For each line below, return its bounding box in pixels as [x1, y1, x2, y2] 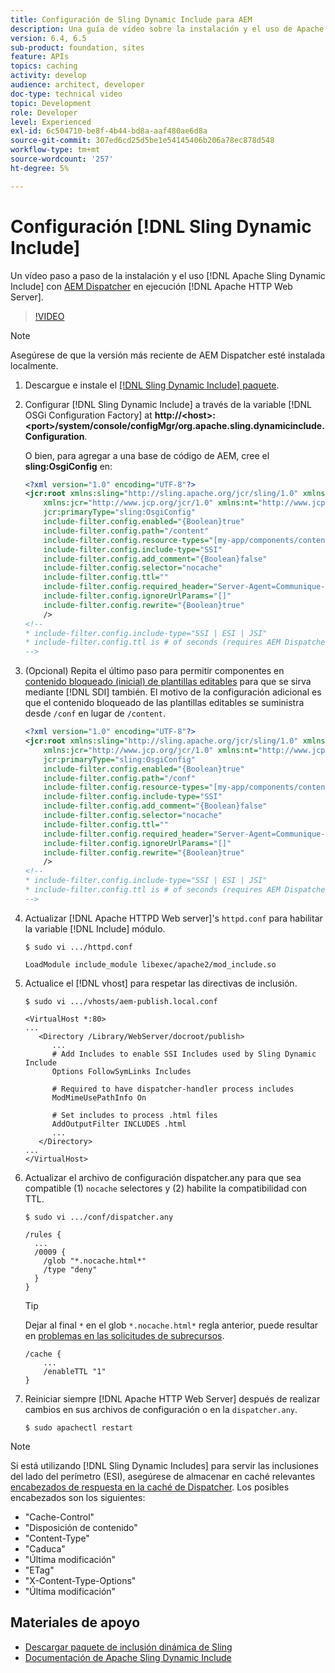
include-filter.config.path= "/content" [43, 526, 210, 536]
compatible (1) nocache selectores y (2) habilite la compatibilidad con [24, 1182, 308, 1194]
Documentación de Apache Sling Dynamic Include [24, 1651, 232, 1663]
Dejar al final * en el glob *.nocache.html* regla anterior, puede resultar [24, 1319, 319, 1331]
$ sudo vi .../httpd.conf [24, 942, 133, 952]
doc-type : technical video [10, 89, 123, 99]
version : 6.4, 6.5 [10, 33, 87, 43]
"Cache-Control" [24, 1511, 95, 1523]
